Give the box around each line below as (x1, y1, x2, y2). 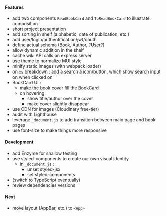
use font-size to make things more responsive (12, 127, 107, 133)
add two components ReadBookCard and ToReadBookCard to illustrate (12, 15, 150, 21)
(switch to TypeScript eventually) (12, 177, 81, 183)
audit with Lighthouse (12, 111, 57, 118)
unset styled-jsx (27, 166, 61, 172)
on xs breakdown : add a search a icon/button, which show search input (12, 68, 161, 75)
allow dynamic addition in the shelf (12, 47, 84, 53)
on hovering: (19, 90, 46, 96)
